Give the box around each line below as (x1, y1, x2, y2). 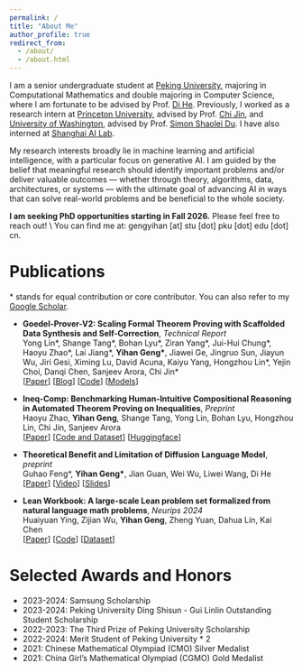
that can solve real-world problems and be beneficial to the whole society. (9, 193, 286, 204)
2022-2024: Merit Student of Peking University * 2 (22, 633, 211, 644)
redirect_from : (9, 38, 67, 48)
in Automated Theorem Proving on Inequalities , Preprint (22, 402, 235, 413)
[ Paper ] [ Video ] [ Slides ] (22, 477, 111, 488)
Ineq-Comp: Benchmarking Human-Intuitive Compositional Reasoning (22, 393, 292, 404)
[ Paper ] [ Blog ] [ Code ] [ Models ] (22, 375, 139, 386)
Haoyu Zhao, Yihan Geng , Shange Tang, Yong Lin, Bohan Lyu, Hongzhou (22, 412, 294, 423)
